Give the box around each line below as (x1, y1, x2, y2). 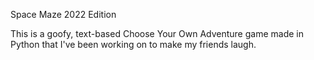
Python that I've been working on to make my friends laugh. (10, 39, 257, 50)
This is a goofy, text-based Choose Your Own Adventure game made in (10, 28, 304, 39)
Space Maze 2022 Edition (10, 9, 117, 20)
